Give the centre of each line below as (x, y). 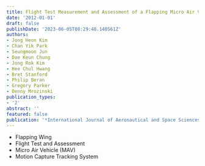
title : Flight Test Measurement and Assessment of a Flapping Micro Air (101, 12)
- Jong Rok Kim (26, 63)
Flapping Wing (33, 137)
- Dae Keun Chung (28, 57)
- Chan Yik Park (27, 46)
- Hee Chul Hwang (28, 69)
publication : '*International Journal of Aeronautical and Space (91, 120)
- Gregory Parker (28, 86)
